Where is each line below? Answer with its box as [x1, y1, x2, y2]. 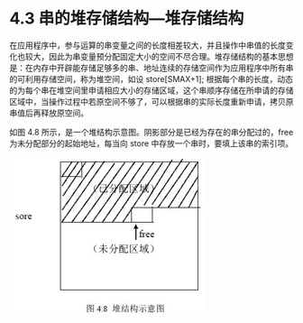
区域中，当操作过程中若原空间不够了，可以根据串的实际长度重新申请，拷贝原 [9, 96, 294, 106]
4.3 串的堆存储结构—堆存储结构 [9, 8, 244, 29]
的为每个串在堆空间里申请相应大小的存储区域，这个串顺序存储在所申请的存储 [9, 85, 294, 96]
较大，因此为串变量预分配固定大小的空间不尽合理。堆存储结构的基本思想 [24, 51, 294, 61]
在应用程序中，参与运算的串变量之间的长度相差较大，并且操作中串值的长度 [9, 40, 286, 51]
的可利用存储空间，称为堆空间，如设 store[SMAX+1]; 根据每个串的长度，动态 [9, 73, 294, 84]
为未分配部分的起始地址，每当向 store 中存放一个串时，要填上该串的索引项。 [9, 137, 294, 149]
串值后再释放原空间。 [9, 107, 88, 118]
